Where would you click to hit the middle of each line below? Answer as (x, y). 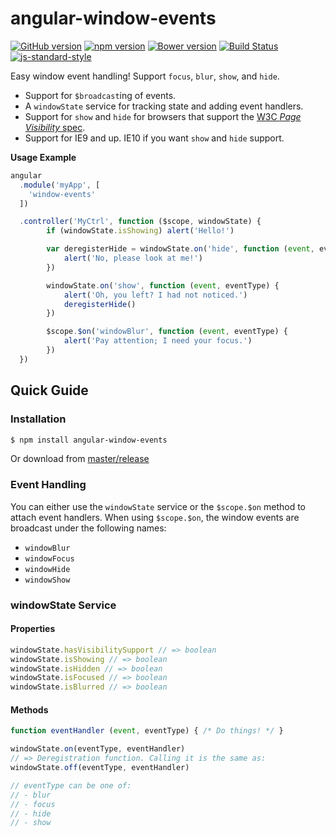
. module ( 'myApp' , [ (60, 185)
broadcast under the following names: (88, 528)
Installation (38, 419)
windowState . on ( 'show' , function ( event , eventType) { (163, 285)
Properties (33, 629)
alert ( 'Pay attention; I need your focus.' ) (158, 341)
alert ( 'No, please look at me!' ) (133, 258)
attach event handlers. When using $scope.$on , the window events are (155, 517)
